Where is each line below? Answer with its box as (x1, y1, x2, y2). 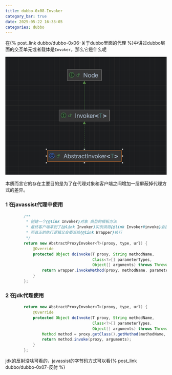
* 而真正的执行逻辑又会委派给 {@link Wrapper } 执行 (26, 230, 122, 235)
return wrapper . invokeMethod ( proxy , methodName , (41, 268, 147, 273)
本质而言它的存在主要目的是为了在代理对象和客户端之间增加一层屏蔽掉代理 (5, 180, 162, 187)
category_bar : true (5, 13, 47, 19)
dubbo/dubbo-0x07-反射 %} (5, 364, 66, 370)
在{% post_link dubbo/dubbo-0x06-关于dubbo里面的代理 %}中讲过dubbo (5, 40, 161, 46)
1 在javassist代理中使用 (5, 201, 63, 208)
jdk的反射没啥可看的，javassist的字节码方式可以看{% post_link (5, 358, 137, 364)
